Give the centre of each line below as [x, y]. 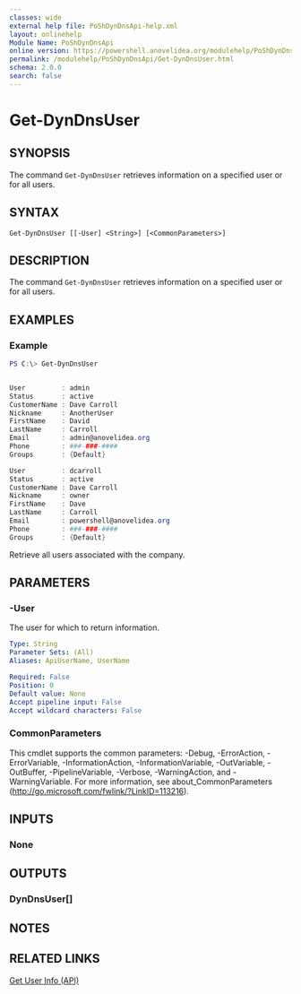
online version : [39, 51]
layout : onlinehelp [46, 34]
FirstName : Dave [48, 504]
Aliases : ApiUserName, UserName [69, 661]
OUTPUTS [38, 873]
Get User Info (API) [44, 980]
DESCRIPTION [49, 260]
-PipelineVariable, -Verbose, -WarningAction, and [140, 772]
